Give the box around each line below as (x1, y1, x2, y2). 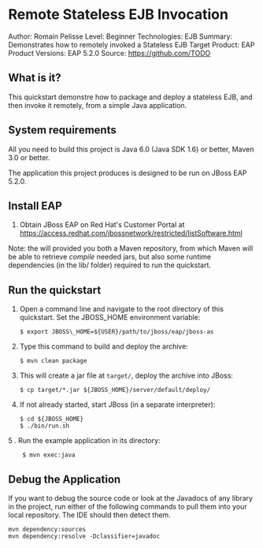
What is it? (8, 71, 61, 84)
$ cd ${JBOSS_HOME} (19, 416, 84, 423)
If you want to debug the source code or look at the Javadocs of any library (8, 494, 254, 502)
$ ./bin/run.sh (19, 422, 70, 431)
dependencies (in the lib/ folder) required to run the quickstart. (8, 260, 211, 270)
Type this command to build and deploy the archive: (19, 341, 189, 352)
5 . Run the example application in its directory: (8, 436, 161, 445)
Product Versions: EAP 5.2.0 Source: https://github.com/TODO (8, 48, 211, 58)
